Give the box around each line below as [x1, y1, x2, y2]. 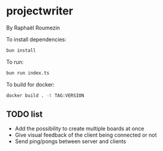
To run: [6, 58, 24, 66]
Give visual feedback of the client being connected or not [14, 131, 157, 139]
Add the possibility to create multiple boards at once [14, 125, 144, 132]
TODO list [6, 109, 43, 119]
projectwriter [6, 4, 74, 18]
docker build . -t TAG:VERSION [6, 92, 84, 99]
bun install [6, 47, 36, 54]
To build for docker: [6, 81, 55, 88]
